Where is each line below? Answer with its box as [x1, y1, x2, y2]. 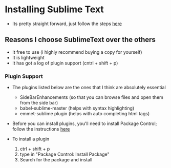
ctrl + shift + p [19, 146, 50, 152]
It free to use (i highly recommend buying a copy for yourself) [12, 49, 142, 55]
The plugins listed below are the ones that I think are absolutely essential [12, 85, 166, 91]
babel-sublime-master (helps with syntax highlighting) [19, 105, 135, 111]
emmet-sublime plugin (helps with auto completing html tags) [19, 111, 149, 117]
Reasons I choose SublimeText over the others [5, 35, 156, 44]
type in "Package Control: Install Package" [19, 151, 110, 157]
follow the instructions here [12, 126, 70, 132]
